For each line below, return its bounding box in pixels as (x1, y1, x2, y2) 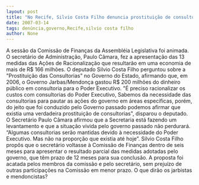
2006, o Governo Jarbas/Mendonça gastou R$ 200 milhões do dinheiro (6, 78, 181, 86)
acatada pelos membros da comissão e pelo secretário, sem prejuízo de (6, 161, 182, 168)
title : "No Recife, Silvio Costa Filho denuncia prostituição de (6, 14, 171, 20)
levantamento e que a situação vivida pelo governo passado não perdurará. (6, 123, 191, 130)
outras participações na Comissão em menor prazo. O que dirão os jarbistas (6, 167, 192, 174)
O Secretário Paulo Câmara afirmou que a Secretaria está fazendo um (6, 116, 176, 123)
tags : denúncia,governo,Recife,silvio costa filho (6, 25, 134, 31)
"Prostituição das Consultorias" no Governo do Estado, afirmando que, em (6, 72, 188, 79)
